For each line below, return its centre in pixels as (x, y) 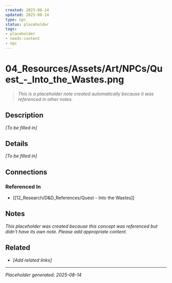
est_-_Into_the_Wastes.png (65, 79)
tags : (11, 29)
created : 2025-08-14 (27, 10)
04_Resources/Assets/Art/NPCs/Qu (84, 68)
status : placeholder (27, 24)
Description (24, 115)
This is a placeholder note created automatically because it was (86, 94)
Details (17, 144)
